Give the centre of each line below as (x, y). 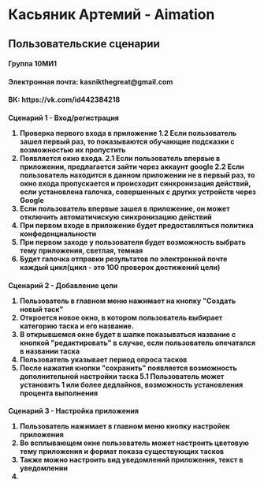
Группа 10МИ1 (33, 64)
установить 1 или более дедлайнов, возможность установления (131, 384)
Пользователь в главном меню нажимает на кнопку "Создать (128, 301)
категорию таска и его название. (76, 326)
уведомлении (44, 468)
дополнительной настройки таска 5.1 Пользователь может (122, 376)
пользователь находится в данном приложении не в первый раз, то (137, 174)
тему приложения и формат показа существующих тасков (122, 451)
